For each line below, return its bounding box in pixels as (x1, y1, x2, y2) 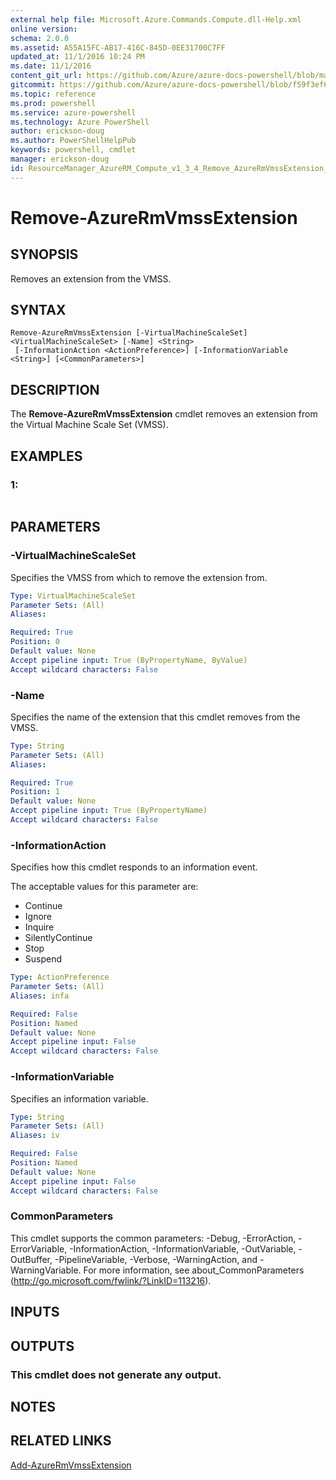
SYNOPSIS (10, 246, 79, 263)
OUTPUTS (10, 1337, 75, 1355)
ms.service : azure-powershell (10, 107, 137, 118)
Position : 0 (10, 637, 60, 647)
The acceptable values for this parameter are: (10, 881, 199, 893)
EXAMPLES (10, 447, 83, 465)
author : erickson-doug (10, 126, 105, 136)
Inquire (24, 921, 55, 933)
